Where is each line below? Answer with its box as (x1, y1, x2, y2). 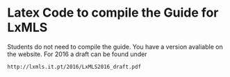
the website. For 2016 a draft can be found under (7, 50, 147, 58)
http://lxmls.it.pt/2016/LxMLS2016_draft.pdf (7, 63, 141, 70)
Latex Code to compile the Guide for (7, 5, 219, 21)
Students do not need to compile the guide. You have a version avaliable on (7, 42, 224, 51)
